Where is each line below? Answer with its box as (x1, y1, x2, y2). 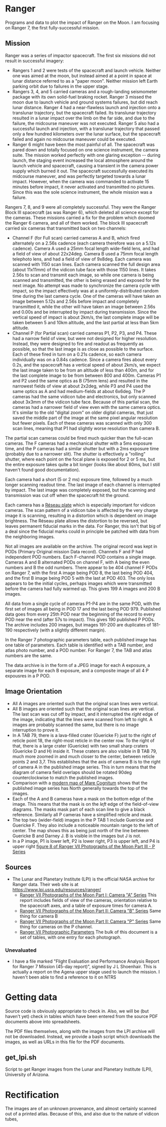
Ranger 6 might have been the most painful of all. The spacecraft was (12, 141, 155, 147)
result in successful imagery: (5, 58, 64, 64)
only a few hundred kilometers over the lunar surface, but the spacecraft (12, 130, 161, 137)
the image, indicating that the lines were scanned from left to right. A (12, 716, 153, 722)
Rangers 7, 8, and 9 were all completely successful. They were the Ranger (5, 204, 156, 210)
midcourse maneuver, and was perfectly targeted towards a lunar (12, 173, 146, 179)
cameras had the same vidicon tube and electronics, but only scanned (12, 393, 156, 399)
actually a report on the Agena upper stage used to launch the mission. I (12, 969, 160, 975)
